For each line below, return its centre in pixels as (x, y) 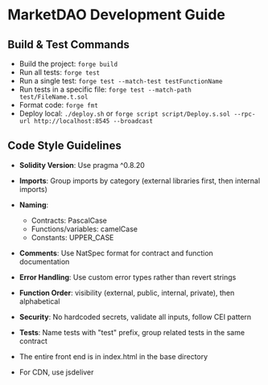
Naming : (34, 205)
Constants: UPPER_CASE (72, 237)
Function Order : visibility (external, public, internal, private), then (127, 293)
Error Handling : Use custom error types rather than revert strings (128, 277)
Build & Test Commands (68, 45)
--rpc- (245, 114)
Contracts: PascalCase (69, 220)
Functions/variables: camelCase (85, 229)
